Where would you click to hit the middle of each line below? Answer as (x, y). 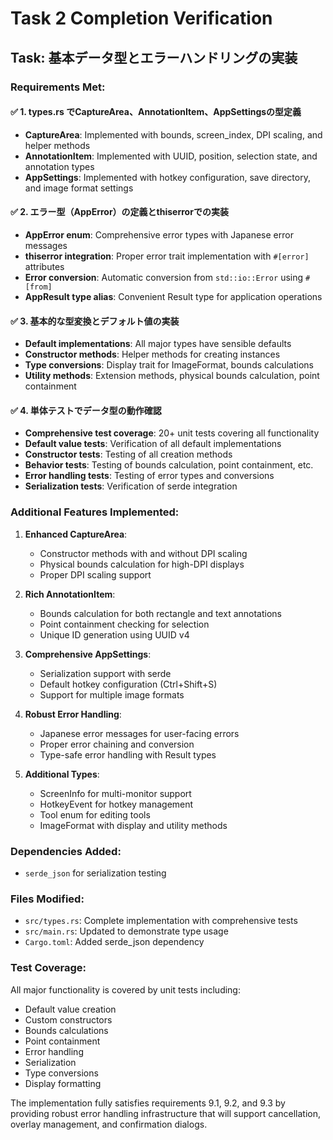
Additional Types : (62, 774)
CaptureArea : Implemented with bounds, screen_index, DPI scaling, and (173, 134)
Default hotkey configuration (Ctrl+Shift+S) (128, 684)
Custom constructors (68, 1019)
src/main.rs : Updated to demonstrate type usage (126, 931)
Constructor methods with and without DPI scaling (143, 553)
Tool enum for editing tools (95, 814)
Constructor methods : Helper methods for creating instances (152, 354)
